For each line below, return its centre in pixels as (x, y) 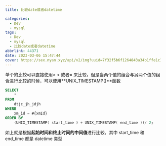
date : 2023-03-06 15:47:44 (33, 55)
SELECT (12, 90)
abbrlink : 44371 (22, 51)
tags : (11, 33)
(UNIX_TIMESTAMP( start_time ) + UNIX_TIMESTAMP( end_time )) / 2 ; (84, 122)
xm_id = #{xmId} (31, 113)
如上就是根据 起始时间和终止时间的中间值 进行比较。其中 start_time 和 (75, 133)
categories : (17, 19)
